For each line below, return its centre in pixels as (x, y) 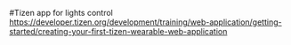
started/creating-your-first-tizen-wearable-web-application (118, 31)
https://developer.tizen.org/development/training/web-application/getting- (145, 22)
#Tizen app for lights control (61, 13)
